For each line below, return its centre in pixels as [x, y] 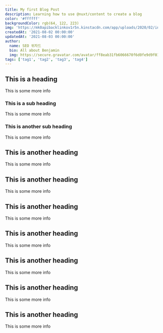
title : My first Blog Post [32, 9]
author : [13, 41]
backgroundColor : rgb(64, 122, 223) [42, 23]
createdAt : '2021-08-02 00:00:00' [40, 32]
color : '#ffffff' [23, 18]
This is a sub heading [31, 103]
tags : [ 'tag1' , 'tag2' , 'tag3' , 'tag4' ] [47, 59]
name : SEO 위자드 [25, 46]
